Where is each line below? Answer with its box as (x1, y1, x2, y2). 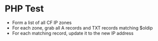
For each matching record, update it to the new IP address (12, 30, 134, 36)
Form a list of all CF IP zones (12, 19, 72, 25)
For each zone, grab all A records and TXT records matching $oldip (12, 24, 153, 30)
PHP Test (5, 3, 44, 14)
